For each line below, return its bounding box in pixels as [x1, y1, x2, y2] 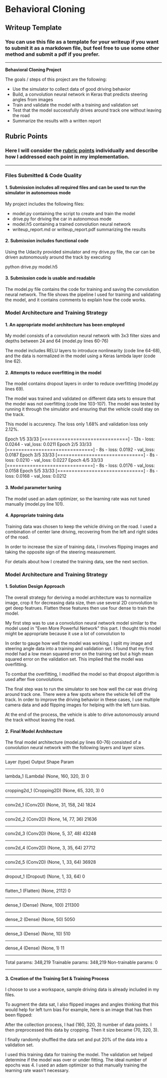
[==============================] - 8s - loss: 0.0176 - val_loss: [5, 462, 155, 469]
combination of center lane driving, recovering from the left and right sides [5, 529, 158, 535]
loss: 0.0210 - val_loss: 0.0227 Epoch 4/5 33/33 [5, 457, 103, 463]
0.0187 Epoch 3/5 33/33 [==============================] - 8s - [5, 452, 158, 458]
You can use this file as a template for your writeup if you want [5, 38, 159, 45]
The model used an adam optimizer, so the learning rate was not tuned [5, 496, 150, 502]
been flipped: [5, 1012, 32, 1018]
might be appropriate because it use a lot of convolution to [5, 630, 125, 636]
